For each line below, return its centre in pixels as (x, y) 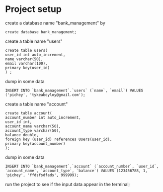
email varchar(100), (27, 63)
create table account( (29, 113)
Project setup (34, 9)
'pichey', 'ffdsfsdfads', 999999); (42, 175)
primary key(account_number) (35, 144)
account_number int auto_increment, (43, 117)
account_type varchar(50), (33, 130)
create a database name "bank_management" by (55, 23)
